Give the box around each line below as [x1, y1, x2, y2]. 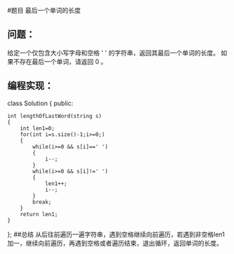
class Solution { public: [7, 99, 74, 107]
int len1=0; [20, 125, 55, 132]
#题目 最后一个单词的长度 [7, 6, 81, 14]
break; [32, 199, 52, 206]
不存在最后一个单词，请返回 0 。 [13, 57, 108, 65]
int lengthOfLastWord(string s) [7, 112, 102, 119]
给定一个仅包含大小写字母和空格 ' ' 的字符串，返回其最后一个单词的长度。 [7, 48, 220, 57]
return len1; [20, 210, 58, 218]
